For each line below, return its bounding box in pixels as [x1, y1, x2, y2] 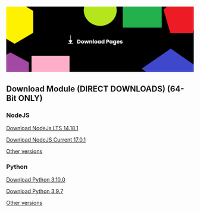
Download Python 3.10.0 [6, 176, 65, 183]
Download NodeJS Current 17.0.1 [6, 136, 86, 143]
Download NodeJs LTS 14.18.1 [6, 124, 79, 131]
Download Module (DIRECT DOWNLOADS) [6, 84, 165, 94]
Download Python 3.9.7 [6, 188, 64, 195]
